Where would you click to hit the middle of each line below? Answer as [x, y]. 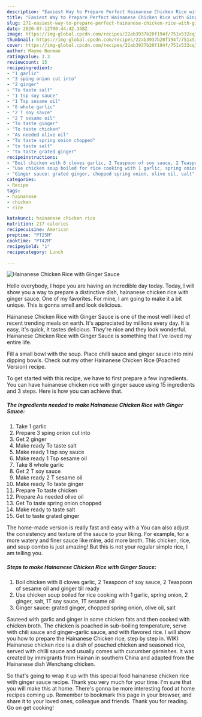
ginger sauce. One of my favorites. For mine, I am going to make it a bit [94, 299]
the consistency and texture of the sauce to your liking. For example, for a [98, 534]
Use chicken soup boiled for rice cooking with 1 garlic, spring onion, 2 [102, 595]
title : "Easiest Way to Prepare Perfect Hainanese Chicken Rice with [96, 17]
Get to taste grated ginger [47, 516]
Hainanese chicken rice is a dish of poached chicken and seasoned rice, [96, 645]
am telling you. [25, 553]
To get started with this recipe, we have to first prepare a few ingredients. [97, 378]
